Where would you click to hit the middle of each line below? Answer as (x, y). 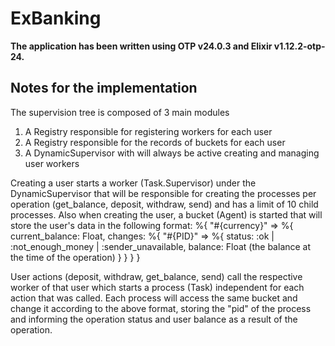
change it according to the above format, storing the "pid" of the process (161, 308)
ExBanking (56, 18)
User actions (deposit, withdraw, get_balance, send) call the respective (156, 276)
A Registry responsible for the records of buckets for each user (155, 142)
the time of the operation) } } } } (75, 257)
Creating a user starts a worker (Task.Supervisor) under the (133, 183)
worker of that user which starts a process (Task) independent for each (157, 287)
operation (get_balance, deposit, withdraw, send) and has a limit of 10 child (164, 204)
